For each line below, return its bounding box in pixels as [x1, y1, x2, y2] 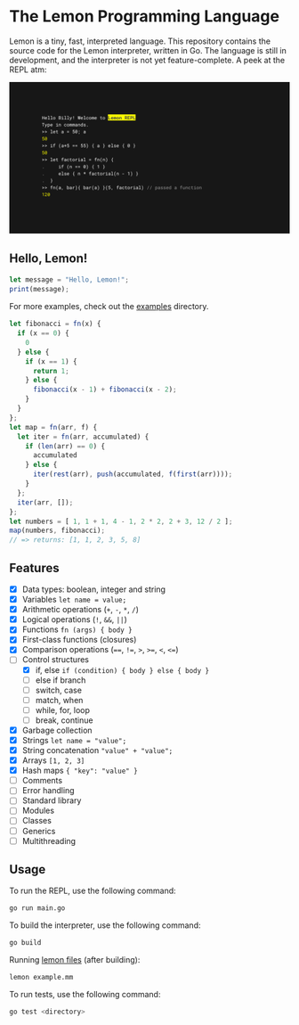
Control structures [21, 654, 89, 665]
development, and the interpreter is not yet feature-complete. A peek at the [9, 54, 286, 65]
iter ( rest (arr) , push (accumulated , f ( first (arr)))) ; [32, 470, 233, 479]
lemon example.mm [9, 973, 74, 982]
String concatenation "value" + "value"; [21, 745, 174, 755]
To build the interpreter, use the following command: [9, 920, 201, 931]
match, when [35, 694, 84, 705]
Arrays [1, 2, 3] [21, 755, 85, 766]
